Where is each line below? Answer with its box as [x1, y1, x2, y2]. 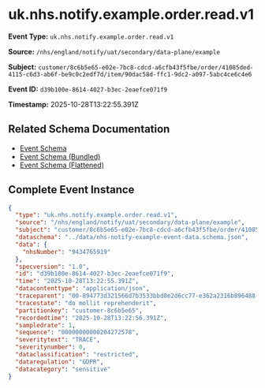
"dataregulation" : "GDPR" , [15, 357, 104, 366]
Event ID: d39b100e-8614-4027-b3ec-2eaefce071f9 [8, 84, 168, 94]
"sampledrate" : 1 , [15, 321, 77, 329]
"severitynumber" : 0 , [15, 343, 87, 352]
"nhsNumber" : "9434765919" [22, 248, 111, 256]
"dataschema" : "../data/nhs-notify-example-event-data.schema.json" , [15, 233, 248, 241]
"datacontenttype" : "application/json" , [15, 285, 150, 293]
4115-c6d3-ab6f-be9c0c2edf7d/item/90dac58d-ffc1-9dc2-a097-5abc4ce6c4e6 [8, 70, 252, 78]
